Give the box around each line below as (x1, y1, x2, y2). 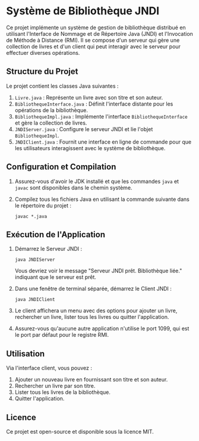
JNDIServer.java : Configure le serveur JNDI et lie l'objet (14, 125, 153, 132)
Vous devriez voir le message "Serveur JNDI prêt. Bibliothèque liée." (14, 267, 182, 275)
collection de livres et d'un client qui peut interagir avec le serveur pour (6, 43, 181, 50)
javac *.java (14, 213, 48, 219)
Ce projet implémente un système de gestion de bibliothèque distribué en (6, 24, 186, 31)
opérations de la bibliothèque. (14, 106, 88, 114)
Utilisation (6, 349, 45, 359)
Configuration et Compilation (6, 162, 116, 172)
